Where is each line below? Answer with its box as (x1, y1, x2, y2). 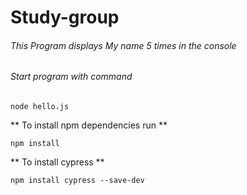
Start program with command (10, 71, 133, 83)
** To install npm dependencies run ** (10, 119, 168, 131)
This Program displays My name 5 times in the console (10, 39, 237, 51)
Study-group (10, 6, 120, 29)
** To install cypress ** (10, 156, 105, 168)
